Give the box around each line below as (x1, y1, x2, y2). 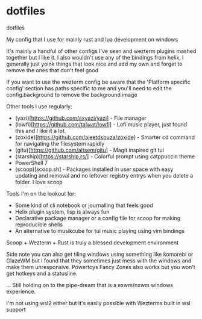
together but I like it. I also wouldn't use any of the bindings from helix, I (6, 54, 184, 61)
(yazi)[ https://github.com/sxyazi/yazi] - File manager (14, 114, 147, 122)
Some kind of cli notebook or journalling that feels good (14, 202, 154, 209)
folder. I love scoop (14, 178, 63, 185)
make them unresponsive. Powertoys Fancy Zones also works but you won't (6, 263, 196, 270)
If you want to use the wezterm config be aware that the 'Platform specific (6, 78, 191, 85)
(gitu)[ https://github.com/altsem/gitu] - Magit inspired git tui (14, 146, 165, 153)
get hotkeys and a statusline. (6, 270, 78, 277)
